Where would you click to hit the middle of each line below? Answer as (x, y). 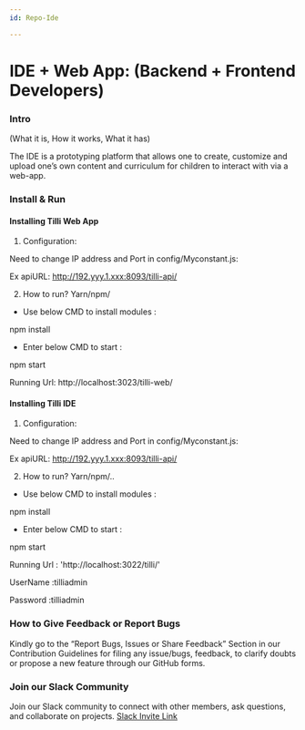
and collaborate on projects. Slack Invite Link (94, 716)
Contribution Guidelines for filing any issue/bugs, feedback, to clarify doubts (153, 653)
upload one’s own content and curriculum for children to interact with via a (149, 166)
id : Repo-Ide (34, 18)
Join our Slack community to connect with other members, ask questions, (148, 706)
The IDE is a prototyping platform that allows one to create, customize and (148, 157)
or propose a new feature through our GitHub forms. (107, 663)
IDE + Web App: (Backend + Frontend (152, 71)
